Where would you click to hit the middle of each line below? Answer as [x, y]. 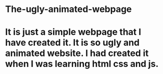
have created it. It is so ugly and [72, 43]
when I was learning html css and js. [82, 64]
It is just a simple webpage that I [73, 32]
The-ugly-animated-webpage [68, 9]
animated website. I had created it [77, 53]
